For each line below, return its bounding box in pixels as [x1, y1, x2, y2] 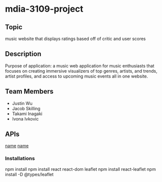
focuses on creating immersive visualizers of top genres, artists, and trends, [5, 68, 158, 74]
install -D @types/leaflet [5, 171, 54, 177]
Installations [5, 155, 35, 162]
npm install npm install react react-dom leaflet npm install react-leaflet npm [5, 166, 156, 172]
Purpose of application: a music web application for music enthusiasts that [5, 62, 155, 69]
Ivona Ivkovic [12, 116, 39, 121]
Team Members [5, 87, 54, 96]
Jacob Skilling [12, 105, 40, 111]
